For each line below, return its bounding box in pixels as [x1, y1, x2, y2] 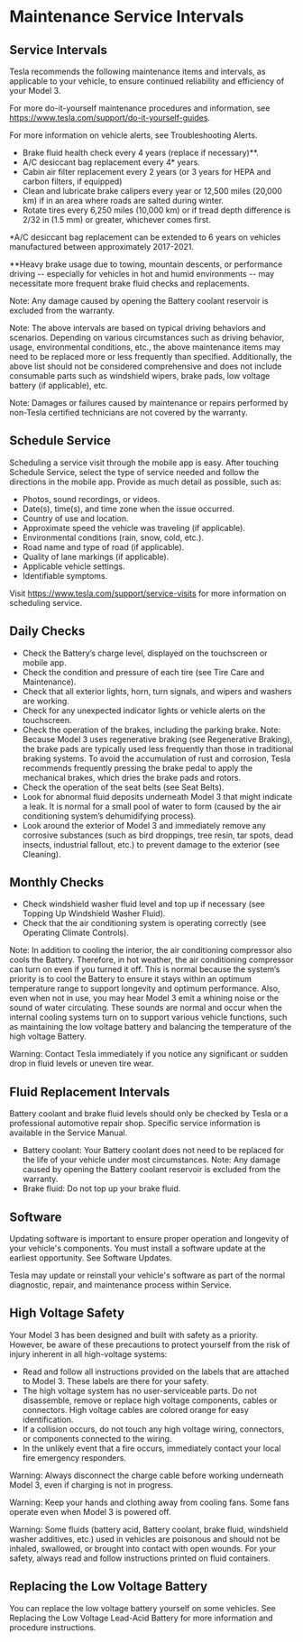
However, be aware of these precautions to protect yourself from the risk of [9, 1339, 290, 1350]
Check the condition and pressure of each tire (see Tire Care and [22, 666, 265, 677]
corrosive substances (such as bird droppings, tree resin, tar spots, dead [22, 830, 294, 840]
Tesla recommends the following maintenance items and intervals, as [9, 66, 266, 77]
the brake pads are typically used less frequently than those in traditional [22, 743, 294, 754]
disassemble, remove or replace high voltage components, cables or [22, 1395, 278, 1406]
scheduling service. [9, 597, 83, 608]
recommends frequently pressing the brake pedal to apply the [22, 762, 253, 773]
